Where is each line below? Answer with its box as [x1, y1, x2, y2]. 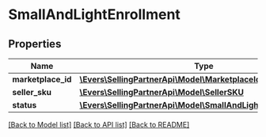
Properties [8, 37, 62, 51]
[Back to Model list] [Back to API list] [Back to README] [8, 120, 190, 129]
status [12, 100, 37, 110]
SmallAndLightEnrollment [8, 6, 180, 24]
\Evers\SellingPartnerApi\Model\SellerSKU [78, 87, 244, 97]
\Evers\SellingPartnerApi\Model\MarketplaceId [78, 74, 261, 85]
